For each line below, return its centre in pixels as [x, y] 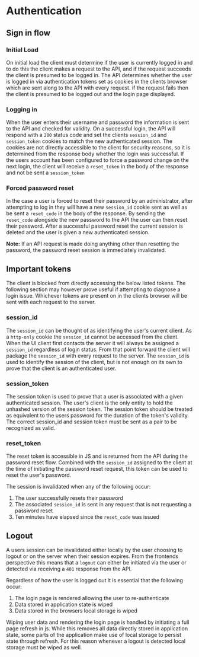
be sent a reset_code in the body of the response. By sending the [86, 213]
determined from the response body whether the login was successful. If [95, 154]
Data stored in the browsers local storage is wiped [76, 610]
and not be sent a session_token [45, 173]
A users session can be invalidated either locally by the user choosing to [94, 550]
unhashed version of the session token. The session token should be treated [99, 409]
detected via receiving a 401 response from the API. [69, 569]
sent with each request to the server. [51, 302]
